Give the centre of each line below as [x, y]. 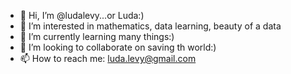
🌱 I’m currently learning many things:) [97, 36]
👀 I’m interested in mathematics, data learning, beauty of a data [150, 26]
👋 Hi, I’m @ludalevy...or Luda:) [82, 15]
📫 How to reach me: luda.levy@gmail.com [108, 58]
